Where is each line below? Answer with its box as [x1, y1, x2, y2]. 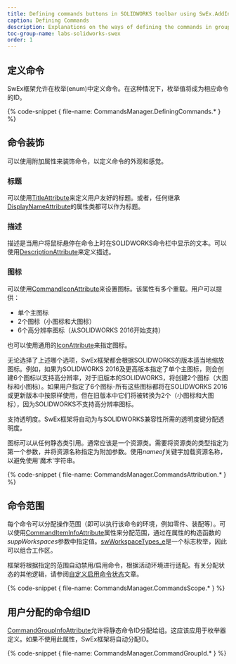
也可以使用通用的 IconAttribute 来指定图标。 [7, 341, 131, 349]
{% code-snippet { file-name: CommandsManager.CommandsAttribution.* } [7, 470, 227, 479]
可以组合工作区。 [7, 546, 57, 555]
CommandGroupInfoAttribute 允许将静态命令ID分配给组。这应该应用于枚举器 [7, 626, 226, 634]
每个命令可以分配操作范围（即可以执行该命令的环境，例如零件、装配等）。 [7, 520, 220, 528]
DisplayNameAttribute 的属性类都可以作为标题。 [7, 202, 145, 211]
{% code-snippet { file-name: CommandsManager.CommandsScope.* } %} [7, 584, 225, 592]
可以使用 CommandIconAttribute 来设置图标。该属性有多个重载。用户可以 [7, 284, 216, 293]
